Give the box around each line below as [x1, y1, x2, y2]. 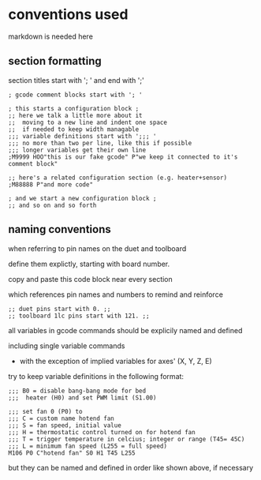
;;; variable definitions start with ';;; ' [8, 132, 157, 140]
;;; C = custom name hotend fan [8, 414, 114, 422]
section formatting [8, 54, 102, 68]
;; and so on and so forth [8, 201, 97, 209]
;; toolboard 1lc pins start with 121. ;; [8, 312, 150, 320]
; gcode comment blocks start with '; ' [8, 91, 144, 99]
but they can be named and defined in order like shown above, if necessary [8, 463, 254, 472]
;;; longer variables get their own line [8, 146, 147, 154]
